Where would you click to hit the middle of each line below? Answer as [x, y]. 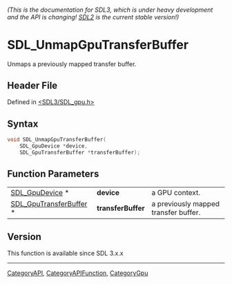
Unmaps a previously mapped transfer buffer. [72, 64]
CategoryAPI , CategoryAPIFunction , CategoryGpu [78, 273]
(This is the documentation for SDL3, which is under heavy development [110, 10]
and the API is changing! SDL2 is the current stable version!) [93, 17]
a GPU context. [176, 192]
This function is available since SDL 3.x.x [65, 253]
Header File [32, 85]
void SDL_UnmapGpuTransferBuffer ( [57, 140]
